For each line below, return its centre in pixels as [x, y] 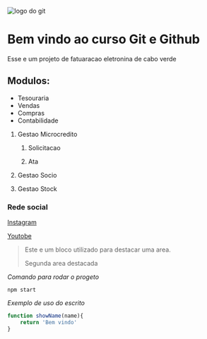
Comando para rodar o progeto [53, 277]
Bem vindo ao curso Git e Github [103, 39]
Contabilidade [38, 121]
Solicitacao [45, 147]
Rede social [28, 207]
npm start [22, 290]
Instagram [22, 223]
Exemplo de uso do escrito [46, 303]
